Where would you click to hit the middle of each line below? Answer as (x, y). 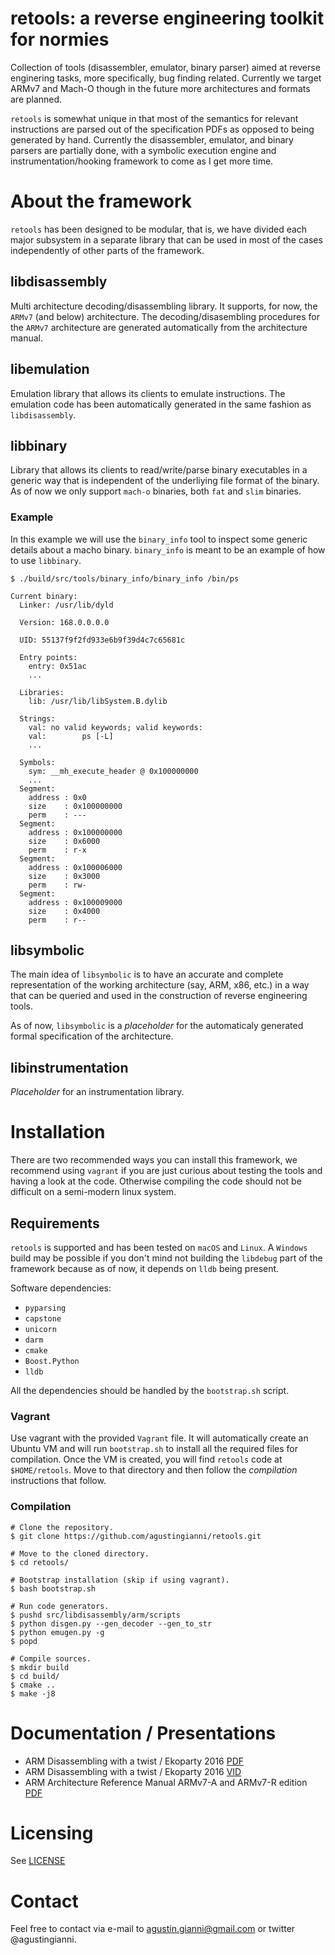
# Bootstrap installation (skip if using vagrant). (120, 1580)
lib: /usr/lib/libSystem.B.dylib (98, 701)
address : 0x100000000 (75, 832)
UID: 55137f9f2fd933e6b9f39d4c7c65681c (102, 640)
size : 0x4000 (64, 911)
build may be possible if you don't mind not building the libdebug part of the (166, 1258)
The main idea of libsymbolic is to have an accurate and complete (147, 974)
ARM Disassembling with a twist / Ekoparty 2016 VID (133, 1771)
